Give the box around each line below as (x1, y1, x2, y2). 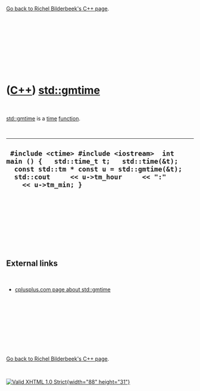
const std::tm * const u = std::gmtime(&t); (14, 165, 183, 173)
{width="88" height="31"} (66, 378, 130, 385)
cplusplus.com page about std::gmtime (14, 286, 111, 293)
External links (6, 259, 58, 269)
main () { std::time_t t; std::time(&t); (6, 157, 179, 166)
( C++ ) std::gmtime (6, 83, 100, 97)
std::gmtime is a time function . (6, 114, 80, 122)
